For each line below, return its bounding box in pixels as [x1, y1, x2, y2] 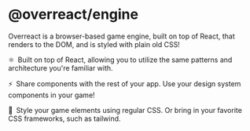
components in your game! [8, 90, 96, 100]
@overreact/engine [8, 5, 139, 24]
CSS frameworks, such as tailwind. [8, 114, 121, 123]
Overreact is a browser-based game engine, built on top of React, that [8, 31, 235, 41]
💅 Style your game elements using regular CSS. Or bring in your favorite [8, 105, 242, 115]
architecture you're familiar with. [8, 63, 113, 72]
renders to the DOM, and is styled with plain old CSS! [8, 39, 181, 49]
